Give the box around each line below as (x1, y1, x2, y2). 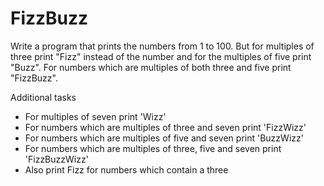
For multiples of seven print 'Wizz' (24, 110, 167, 122)
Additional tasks (10, 91, 77, 103)
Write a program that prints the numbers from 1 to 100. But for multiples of (10, 40, 315, 52)
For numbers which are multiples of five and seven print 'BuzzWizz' (24, 132, 304, 144)
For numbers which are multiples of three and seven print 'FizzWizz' (24, 121, 307, 133)
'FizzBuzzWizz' (24, 153, 89, 165)
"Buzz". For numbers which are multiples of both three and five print (10, 61, 292, 73)
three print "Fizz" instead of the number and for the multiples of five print (10, 50, 312, 62)
